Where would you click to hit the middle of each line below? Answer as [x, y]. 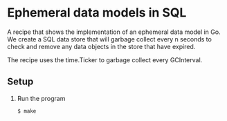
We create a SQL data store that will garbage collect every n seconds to [110, 39]
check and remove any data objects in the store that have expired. [101, 46]
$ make [27, 111]
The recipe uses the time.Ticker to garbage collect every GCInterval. [105, 59]
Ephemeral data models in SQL [97, 13]
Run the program [41, 98]
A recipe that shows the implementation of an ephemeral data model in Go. [114, 32]
